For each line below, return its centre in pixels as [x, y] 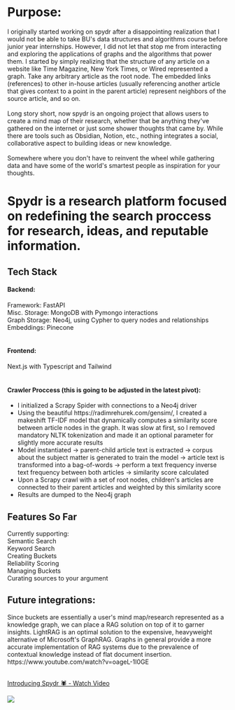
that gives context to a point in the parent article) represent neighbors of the [117, 91]
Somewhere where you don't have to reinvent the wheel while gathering [111, 158]
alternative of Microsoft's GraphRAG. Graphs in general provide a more [109, 639]
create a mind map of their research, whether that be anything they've [108, 120]
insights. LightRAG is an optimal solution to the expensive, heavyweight [110, 632]
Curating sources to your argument [58, 578]
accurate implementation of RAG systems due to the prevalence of [103, 647]
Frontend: [22, 351]
